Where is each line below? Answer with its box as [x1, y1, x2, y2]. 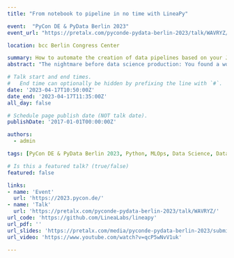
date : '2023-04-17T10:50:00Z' [7, 86, 95, 93]
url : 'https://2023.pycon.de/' [13, 195, 104, 202]
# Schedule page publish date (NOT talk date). [7, 112, 148, 119]
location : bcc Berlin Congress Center [7, 42, 120, 49]
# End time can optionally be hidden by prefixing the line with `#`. [7, 80, 223, 87]
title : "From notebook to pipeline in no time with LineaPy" [7, 10, 189, 17]
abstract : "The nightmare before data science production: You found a [7, 61, 219, 68]
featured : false [7, 169, 54, 176]
